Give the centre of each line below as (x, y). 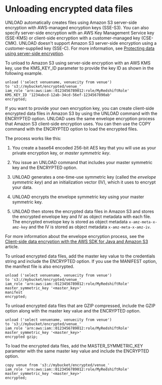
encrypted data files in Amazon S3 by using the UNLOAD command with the (81, 113)
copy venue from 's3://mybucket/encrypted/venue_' (57, 365)
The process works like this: (33, 138)
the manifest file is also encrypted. (40, 266)
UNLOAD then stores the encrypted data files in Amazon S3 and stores (83, 211)
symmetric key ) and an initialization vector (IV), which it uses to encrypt (84, 182)
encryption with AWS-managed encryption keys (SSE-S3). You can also (77, 27)
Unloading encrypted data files (69, 9)
